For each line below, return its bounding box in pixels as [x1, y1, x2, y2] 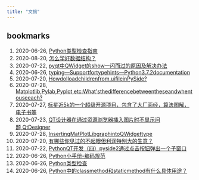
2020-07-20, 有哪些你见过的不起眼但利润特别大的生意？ [15, 138, 154, 145]
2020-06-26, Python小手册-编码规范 [15, 153, 106, 160]
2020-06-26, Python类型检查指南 [15, 47, 98, 54]
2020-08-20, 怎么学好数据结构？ [15, 55, 97, 62]
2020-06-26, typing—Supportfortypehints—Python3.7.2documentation [15, 69, 190, 76]
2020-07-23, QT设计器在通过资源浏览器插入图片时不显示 [15, 116, 156, 123]
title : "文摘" [7, 8, 41, 15]
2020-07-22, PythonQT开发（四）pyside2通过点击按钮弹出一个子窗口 [15, 145, 187, 152]
